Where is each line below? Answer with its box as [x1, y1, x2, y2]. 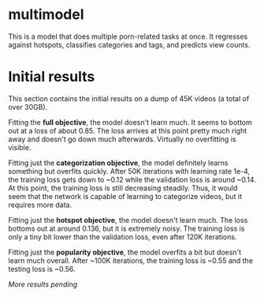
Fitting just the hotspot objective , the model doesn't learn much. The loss [8, 215, 248, 224]
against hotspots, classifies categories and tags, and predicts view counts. [8, 39, 251, 49]
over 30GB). [8, 102, 48, 111]
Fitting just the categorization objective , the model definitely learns [8, 158, 229, 167]
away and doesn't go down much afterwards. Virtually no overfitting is [8, 134, 236, 144]
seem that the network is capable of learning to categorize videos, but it [8, 191, 243, 201]
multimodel [8, 6, 84, 24]
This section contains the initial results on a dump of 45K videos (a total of [8, 93, 250, 103]
